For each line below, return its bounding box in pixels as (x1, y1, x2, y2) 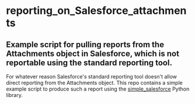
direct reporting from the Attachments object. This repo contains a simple (6, 80, 183, 86)
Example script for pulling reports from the (6, 40, 165, 49)
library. (6, 92, 23, 98)
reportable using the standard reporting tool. (6, 58, 172, 67)
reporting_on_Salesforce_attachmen (6, 4, 187, 17)
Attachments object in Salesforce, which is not (6, 48, 180, 59)
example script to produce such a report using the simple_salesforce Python (6, 85, 190, 92)
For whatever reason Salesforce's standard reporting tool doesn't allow (6, 73, 177, 80)
